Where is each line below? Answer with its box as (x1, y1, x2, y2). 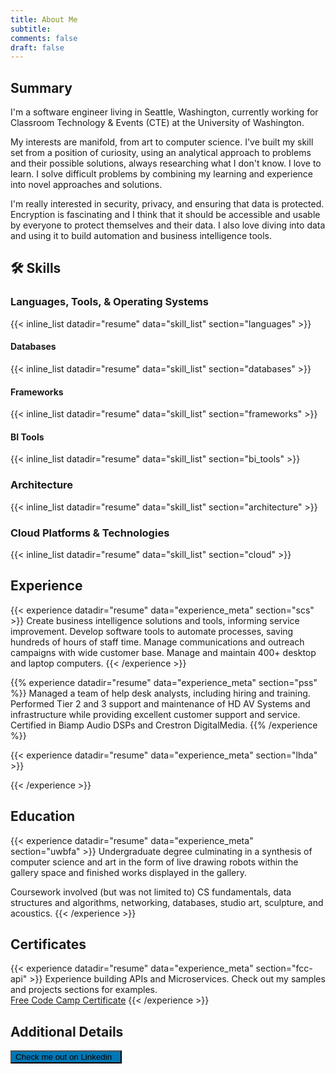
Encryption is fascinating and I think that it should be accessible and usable (10, 209, 321, 221)
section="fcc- (255, 962, 313, 975)
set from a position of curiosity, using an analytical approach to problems (10, 147, 312, 159)
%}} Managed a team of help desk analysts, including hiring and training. (10, 687, 311, 699)
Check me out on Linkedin (15, 1052, 113, 1063)
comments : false (10, 33, 78, 43)
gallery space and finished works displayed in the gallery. (10, 866, 248, 878)
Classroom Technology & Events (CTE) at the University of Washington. (10, 117, 305, 129)
